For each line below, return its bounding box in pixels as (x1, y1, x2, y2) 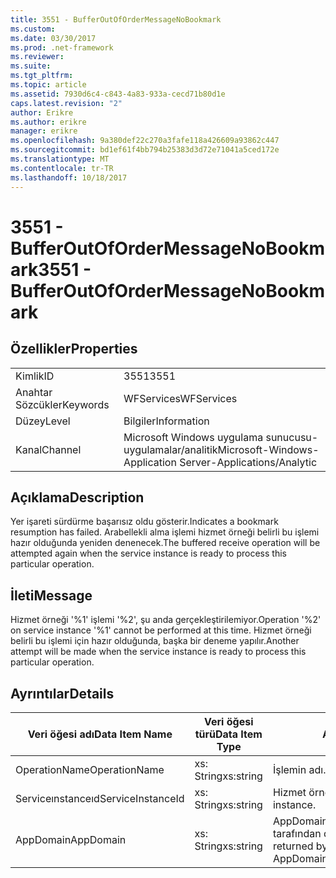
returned (272, 839, 314, 853)
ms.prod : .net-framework (10, 42, 114, 53)
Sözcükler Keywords (15, 397, 110, 411)
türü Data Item (194, 727, 263, 741)
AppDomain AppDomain (15, 832, 127, 846)
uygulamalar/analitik (123, 442, 218, 456)
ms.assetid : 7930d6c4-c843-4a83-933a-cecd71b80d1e (10, 89, 226, 99)
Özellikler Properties (10, 341, 138, 358)
